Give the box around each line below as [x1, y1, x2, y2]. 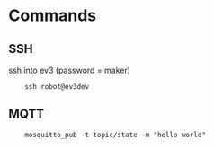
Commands [8, 5, 97, 26]
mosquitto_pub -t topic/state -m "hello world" [24, 130, 206, 139]
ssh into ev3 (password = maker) [8, 65, 131, 75]
